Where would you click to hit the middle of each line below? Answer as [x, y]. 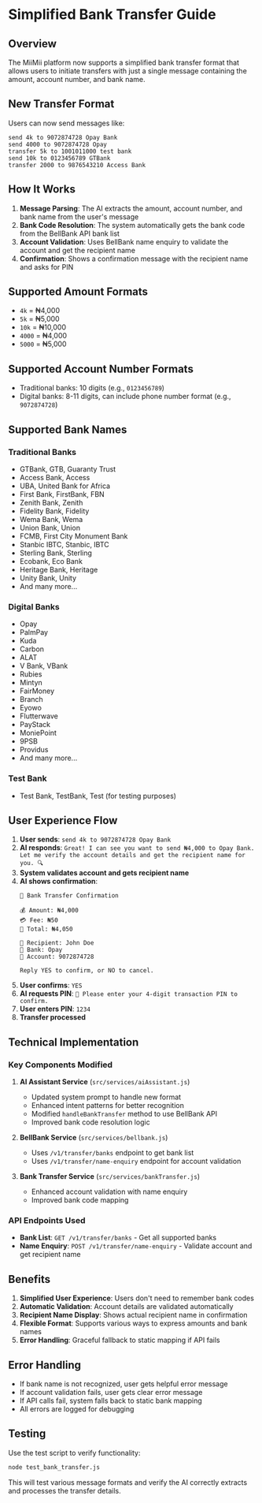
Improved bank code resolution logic [91, 1122]
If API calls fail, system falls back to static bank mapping [111, 1400]
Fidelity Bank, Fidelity [54, 511]
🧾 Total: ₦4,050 [46, 929]
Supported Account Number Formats [101, 369]
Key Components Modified [60, 1065]
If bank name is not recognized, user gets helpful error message [124, 1384]
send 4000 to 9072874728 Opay [58, 144]
